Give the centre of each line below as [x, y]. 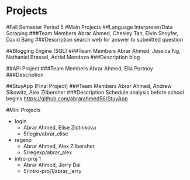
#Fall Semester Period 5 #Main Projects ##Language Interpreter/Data [89, 27]
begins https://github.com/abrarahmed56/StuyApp [67, 99]
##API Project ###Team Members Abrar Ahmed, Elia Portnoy [80, 68]
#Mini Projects [23, 110]
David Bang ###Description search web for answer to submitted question [95, 39]
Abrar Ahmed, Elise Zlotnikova [60, 127]
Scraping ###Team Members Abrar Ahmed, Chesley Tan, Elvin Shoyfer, [92, 33]
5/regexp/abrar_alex [47, 152]
